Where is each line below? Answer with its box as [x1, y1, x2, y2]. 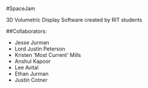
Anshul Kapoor [14, 58, 51, 65]
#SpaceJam [6, 5, 35, 12]
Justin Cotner [14, 76, 48, 83]
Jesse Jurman [14, 39, 49, 46]
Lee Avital [14, 64, 39, 71]
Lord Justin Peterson [14, 45, 66, 52]
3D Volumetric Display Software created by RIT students [6, 16, 143, 23]
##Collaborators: [6, 28, 47, 35]
